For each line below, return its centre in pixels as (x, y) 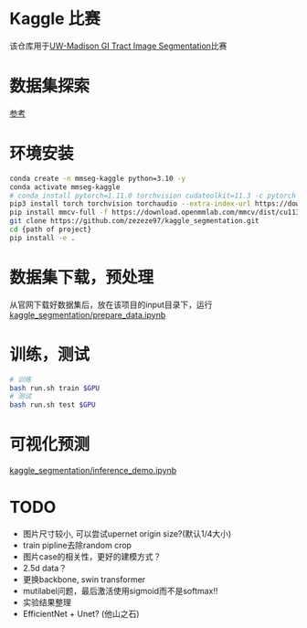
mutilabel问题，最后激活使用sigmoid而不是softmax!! (120, 591)
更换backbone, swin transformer (84, 580)
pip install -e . (42, 238)
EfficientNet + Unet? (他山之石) (81, 614)
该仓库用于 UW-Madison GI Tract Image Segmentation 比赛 (118, 46)
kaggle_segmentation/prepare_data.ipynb (88, 314)
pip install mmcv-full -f (58, 213)
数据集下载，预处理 (82, 277)
